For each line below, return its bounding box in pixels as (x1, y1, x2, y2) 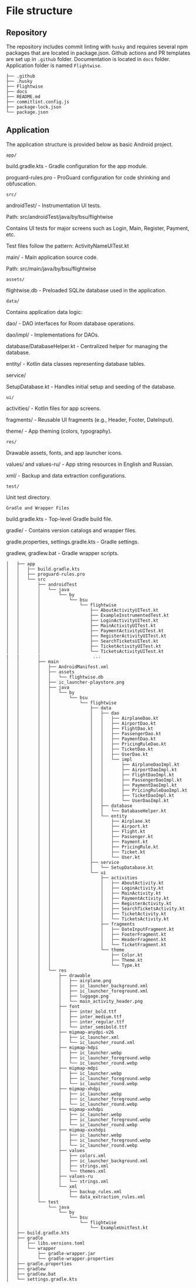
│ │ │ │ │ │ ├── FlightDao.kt (6, 725, 154, 732)
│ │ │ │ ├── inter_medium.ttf (6, 1013, 122, 1020)
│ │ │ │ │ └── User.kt (6, 854, 141, 860)
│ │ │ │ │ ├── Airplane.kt (6, 818, 151, 824)
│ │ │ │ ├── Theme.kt (6, 957, 143, 963)
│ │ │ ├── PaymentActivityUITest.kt (6, 628, 164, 633)
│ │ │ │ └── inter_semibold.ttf (6, 1024, 127, 1030)
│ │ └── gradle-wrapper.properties (6, 1256, 114, 1262)
